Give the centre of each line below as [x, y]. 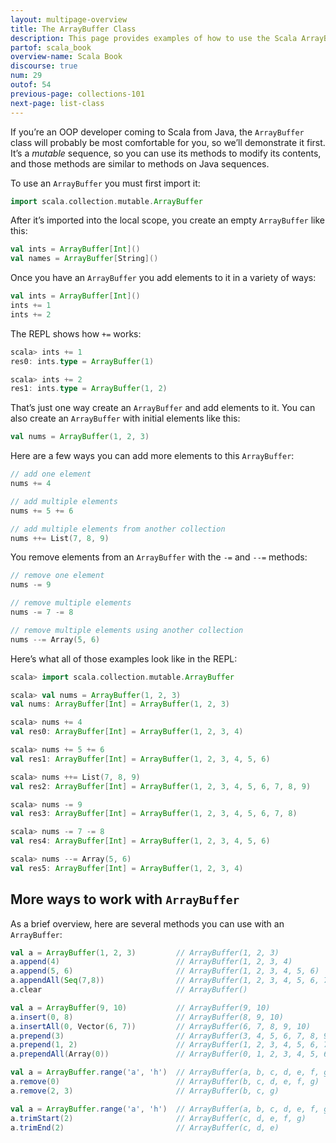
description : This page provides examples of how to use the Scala [154, 38]
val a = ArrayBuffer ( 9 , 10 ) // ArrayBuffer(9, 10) [140, 1007]
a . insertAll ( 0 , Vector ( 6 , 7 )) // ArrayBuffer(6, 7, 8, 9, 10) [160, 1026]
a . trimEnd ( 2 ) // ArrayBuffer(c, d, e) [145, 1127]
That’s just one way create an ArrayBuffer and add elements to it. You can [163, 408]
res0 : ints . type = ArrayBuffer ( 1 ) [82, 361]
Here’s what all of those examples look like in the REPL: [124, 658]
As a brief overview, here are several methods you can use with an [147, 923]
